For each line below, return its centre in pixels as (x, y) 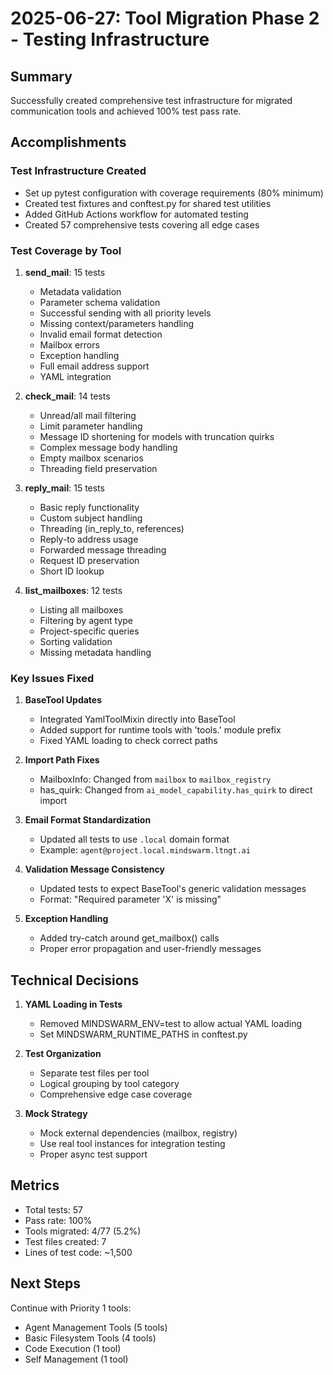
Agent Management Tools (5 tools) (96, 1327)
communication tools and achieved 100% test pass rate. (126, 111)
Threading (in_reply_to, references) (112, 528)
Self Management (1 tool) (76, 1359)
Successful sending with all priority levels (125, 313)
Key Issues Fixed (52, 678)
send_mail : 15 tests (65, 272)
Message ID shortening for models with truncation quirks (157, 436)
